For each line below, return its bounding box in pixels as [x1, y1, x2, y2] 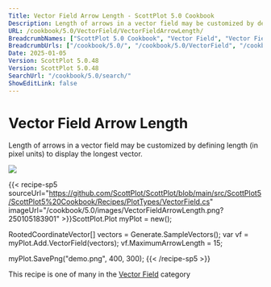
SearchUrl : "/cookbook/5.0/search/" [8, 72, 131, 80]
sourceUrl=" [8, 189, 50, 198]
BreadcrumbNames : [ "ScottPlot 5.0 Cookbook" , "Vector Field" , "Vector [8, 34, 251, 43]
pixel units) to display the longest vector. [8, 149, 143, 159]
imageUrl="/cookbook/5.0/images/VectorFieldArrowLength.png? [8, 206, 224, 215]
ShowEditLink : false [8, 79, 78, 87]
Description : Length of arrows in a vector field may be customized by [8, 19, 254, 27]
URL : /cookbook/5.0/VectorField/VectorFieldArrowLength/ [8, 27, 204, 35]
